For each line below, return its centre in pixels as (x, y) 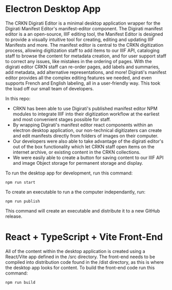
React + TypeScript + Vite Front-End (84, 237)
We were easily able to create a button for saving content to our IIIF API (88, 158)
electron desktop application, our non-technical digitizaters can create (87, 130)
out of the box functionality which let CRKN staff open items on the (84, 146)
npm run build (21, 282)
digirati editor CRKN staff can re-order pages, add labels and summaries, (83, 67)
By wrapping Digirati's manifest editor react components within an (83, 125)
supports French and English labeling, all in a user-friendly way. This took (83, 83)
